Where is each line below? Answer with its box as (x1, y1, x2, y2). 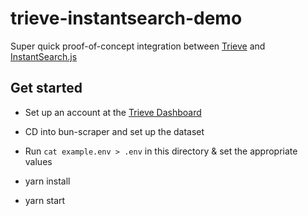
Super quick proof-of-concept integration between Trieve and (10, 40, 266, 52)
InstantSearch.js (10, 50, 78, 62)
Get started (10, 80, 83, 97)
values (24, 155, 53, 167)
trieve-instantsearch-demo (10, 7, 243, 30)
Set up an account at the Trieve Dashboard (24, 106, 202, 118)
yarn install (24, 175, 71, 187)
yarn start (24, 194, 66, 206)
